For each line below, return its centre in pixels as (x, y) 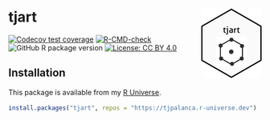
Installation (37, 73)
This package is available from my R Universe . (85, 92)
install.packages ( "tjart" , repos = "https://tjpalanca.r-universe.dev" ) (133, 108)
